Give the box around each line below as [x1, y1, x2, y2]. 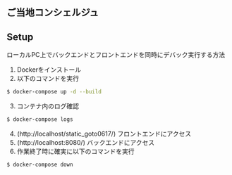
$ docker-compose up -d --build [6, 89, 102, 96]
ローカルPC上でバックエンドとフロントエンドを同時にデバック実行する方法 [6, 51, 226, 59]
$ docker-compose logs [6, 116, 73, 123]
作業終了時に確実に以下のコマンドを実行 [16, 147, 135, 155]
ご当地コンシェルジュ [6, 6, 99, 19]
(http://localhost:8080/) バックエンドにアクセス [16, 138, 155, 146]
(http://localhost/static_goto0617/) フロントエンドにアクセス [16, 129, 192, 138]
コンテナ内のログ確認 [16, 102, 79, 110]
